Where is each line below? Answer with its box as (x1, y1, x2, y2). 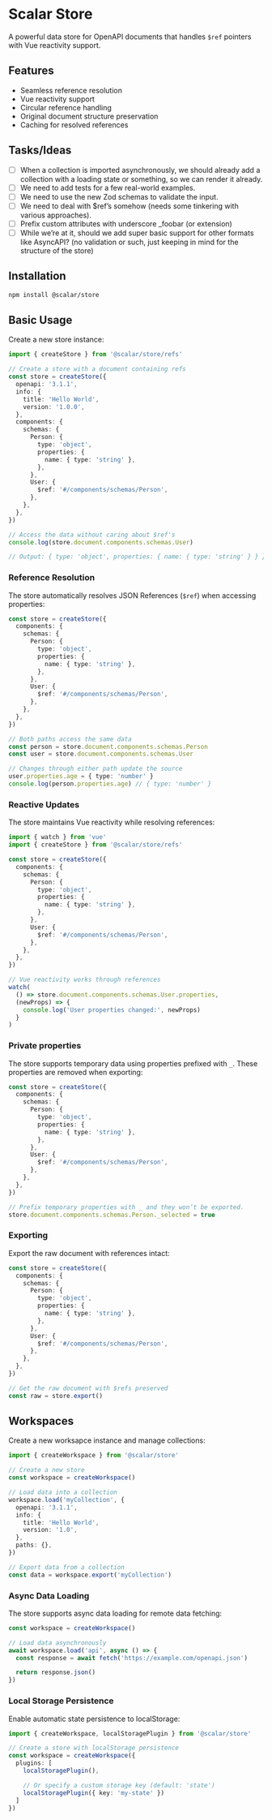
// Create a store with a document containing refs (8, 365, 186, 373)
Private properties (8, 1040, 82, 1052)
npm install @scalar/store (8, 290, 100, 299)
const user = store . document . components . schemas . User (8, 750, 194, 759)
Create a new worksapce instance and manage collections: (8, 1435, 206, 1445)
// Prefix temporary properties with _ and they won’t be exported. (8, 1203, 244, 1211)
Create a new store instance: (8, 334, 104, 345)
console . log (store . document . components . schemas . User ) (8, 538, 194, 546)
